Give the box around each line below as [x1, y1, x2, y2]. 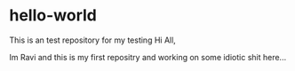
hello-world [9, 5, 98, 26]
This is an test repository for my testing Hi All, [9, 35, 176, 45]
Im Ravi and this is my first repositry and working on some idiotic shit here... [9, 51, 287, 62]
